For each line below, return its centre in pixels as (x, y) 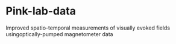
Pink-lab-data (41, 11)
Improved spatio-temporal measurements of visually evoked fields (88, 28)
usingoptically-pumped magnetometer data (59, 34)
